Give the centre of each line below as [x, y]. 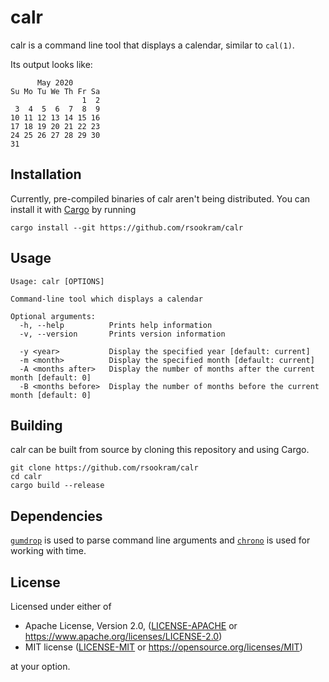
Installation [46, 174]
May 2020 [55, 82]
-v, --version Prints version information [122, 334]
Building [36, 425]
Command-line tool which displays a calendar [106, 299]
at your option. [40, 666]
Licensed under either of [61, 606]
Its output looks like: [51, 64]
